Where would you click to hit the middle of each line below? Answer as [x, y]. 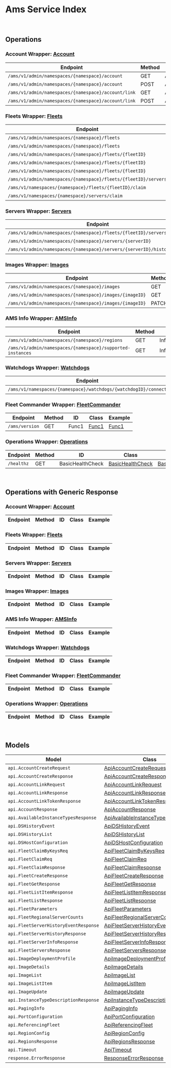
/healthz [18, 463]
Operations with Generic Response [62, 492]
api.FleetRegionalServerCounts [46, 917]
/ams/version [24, 426]
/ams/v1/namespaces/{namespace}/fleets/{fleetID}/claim [77, 187]
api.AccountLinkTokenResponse [45, 801]
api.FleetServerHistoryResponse [47, 934]
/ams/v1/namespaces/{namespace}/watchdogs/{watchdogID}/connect [87, 389]
